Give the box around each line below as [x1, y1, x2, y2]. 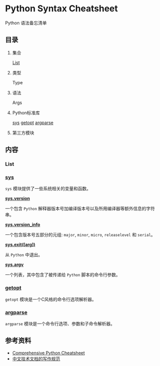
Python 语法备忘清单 [5, 20, 47, 26]
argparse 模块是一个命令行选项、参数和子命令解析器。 [5, 321, 115, 327]
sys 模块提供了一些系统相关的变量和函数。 [5, 186, 91, 192]
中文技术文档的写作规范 [12, 356, 60, 362]
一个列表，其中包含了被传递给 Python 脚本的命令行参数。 [5, 272, 120, 278]
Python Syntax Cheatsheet [5, 3, 118, 14]
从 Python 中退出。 [5, 252, 43, 258]
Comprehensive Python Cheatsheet [12, 350, 85, 356]
